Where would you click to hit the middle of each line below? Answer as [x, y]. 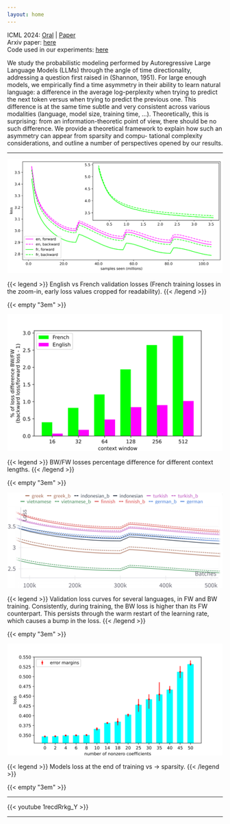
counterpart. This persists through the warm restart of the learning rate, [108, 613]
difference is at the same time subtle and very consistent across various [108, 106]
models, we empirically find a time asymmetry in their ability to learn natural [114, 84]
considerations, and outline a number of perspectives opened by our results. [115, 143]
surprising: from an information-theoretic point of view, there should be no [112, 121]
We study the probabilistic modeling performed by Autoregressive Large [109, 62]
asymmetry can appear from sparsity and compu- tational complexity [105, 136]
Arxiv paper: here [32, 42]
